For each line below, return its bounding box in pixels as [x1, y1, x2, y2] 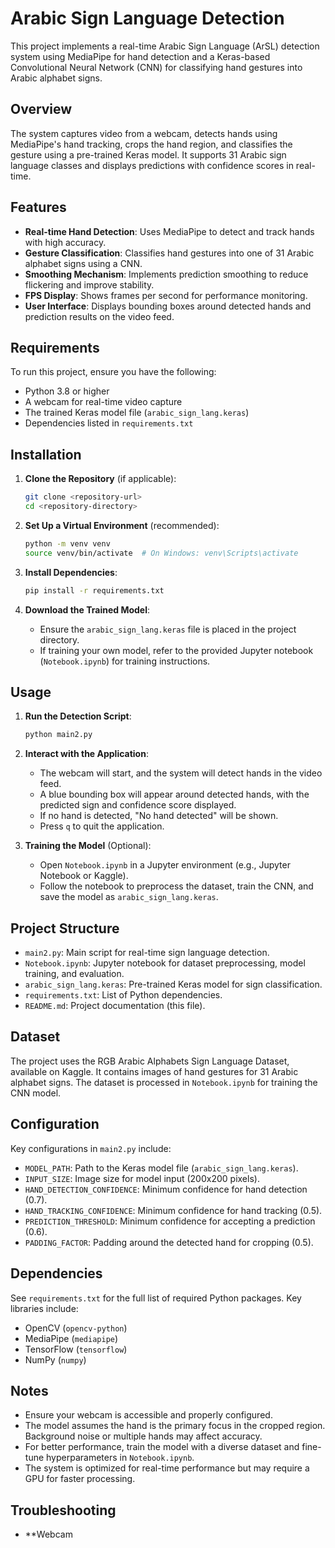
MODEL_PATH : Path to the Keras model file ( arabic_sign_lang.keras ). [24, 1162, 299, 1174]
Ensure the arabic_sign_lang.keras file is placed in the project [39, 623, 297, 635]
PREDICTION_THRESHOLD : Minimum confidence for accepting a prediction [24, 1215, 316, 1227]
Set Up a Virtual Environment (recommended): [24, 519, 220, 531]
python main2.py [24, 730, 93, 740]
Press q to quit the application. [39, 820, 165, 832]
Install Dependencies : [24, 566, 118, 578]
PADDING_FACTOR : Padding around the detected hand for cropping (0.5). [24, 1236, 314, 1248]
